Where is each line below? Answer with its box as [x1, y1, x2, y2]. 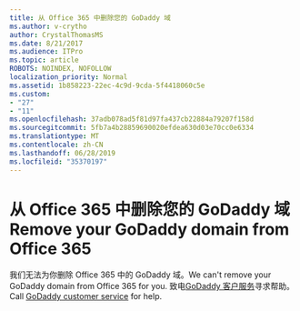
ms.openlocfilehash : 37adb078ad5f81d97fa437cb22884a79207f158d [9, 115, 255, 124]
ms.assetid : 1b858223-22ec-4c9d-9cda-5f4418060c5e [9, 81, 205, 90]
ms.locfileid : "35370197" [9, 156, 107, 166]
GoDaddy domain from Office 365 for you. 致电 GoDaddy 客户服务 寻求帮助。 [9, 281, 295, 292]
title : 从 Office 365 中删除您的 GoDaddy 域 [9, 13, 171, 23]
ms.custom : [9, 89, 51, 98]
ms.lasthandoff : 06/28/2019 [9, 148, 116, 157]
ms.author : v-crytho [9, 22, 88, 31]
